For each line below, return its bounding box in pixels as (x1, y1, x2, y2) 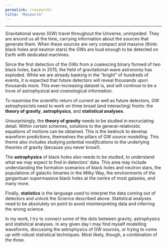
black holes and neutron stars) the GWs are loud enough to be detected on (5, 46, 159, 52)
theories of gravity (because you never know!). (5, 144, 101, 150)
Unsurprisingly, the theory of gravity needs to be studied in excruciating (5, 118, 154, 124)
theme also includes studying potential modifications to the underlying (5, 139, 150, 145)
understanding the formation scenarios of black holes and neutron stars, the (5, 164, 162, 170)
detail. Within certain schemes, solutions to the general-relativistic (5, 123, 141, 129)
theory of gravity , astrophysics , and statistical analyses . (5, 108, 125, 114)
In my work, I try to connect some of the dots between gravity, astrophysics (5, 216, 160, 222)
